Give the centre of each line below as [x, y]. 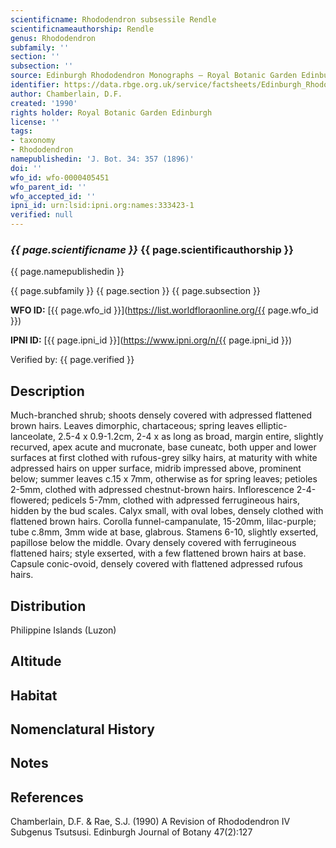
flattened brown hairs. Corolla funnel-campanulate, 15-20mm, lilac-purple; [163, 522]
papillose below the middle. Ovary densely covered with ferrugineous [153, 543]
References [47, 797]
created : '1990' [44, 103]
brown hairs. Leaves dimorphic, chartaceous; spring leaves [132, 426]
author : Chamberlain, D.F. [66, 94]
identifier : [35, 85]
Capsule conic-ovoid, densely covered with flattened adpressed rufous [157, 564]
